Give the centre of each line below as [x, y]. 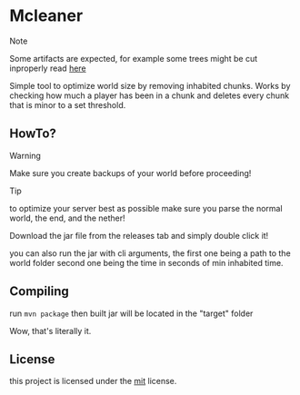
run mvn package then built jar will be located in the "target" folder [131, 313]
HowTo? [33, 134]
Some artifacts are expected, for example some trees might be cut [134, 58]
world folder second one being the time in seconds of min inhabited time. [146, 262]
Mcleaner [46, 16]
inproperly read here [48, 68]
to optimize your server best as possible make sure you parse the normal [146, 208]
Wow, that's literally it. [50, 331]
